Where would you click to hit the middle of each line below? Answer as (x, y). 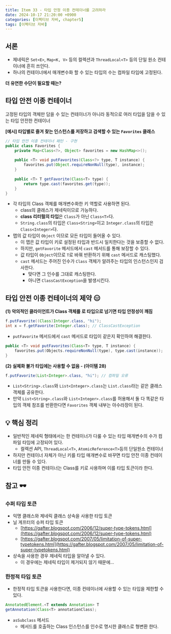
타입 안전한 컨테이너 (30, 120)
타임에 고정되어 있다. (43, 442)
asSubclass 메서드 (31, 620)
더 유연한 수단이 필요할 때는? (33, 83)
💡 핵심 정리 (22, 423)
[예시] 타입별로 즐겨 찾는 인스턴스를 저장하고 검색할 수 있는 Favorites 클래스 (80, 131)
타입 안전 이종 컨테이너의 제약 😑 (53, 298)
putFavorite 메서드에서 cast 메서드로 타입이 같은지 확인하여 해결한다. (82, 336)
